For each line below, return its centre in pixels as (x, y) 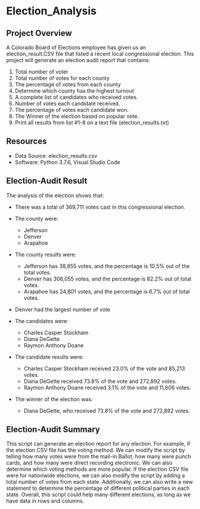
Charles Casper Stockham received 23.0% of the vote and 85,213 (104, 368)
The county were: (36, 218)
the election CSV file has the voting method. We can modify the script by (96, 450)
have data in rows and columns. (45, 501)
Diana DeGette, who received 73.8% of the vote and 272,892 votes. (107, 410)
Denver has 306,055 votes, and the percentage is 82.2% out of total (107, 279)
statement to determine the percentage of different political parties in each (98, 488)
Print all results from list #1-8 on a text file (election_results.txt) (92, 123)
